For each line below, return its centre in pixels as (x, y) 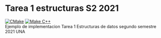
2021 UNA (15, 31)
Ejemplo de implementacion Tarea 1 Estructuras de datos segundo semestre (81, 26)
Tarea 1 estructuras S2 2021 (62, 8)
